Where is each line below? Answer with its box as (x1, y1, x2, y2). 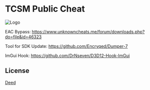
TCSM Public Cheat (5, 3, 85, 15)
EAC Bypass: (5, 29, 31, 34)
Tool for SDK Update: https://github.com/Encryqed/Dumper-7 (5, 43, 128, 49)
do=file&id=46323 (5, 34, 42, 40)
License (5, 67, 30, 75)
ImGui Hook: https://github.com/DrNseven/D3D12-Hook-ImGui (5, 52, 130, 59)
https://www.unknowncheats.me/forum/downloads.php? (32, 29, 145, 34)
